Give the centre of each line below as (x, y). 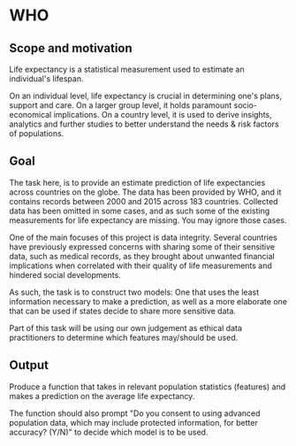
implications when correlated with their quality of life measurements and (140, 265)
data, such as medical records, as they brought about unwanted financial (142, 256)
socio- (246, 105)
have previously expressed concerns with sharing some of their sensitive (142, 246)
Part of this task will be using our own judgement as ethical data (126, 327)
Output (29, 365)
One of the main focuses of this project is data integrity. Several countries (144, 237)
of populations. (37, 133)
